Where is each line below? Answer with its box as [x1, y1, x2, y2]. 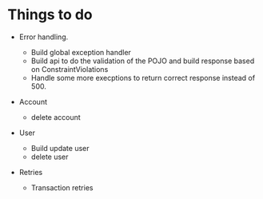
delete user [30, 152, 69, 161]
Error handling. [18, 32, 69, 42]
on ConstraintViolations [30, 64, 109, 74]
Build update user [30, 143, 90, 153]
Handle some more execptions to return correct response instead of [30, 73, 256, 82]
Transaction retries [30, 182, 94, 193]
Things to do [7, 6, 93, 24]
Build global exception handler [30, 47, 131, 57]
